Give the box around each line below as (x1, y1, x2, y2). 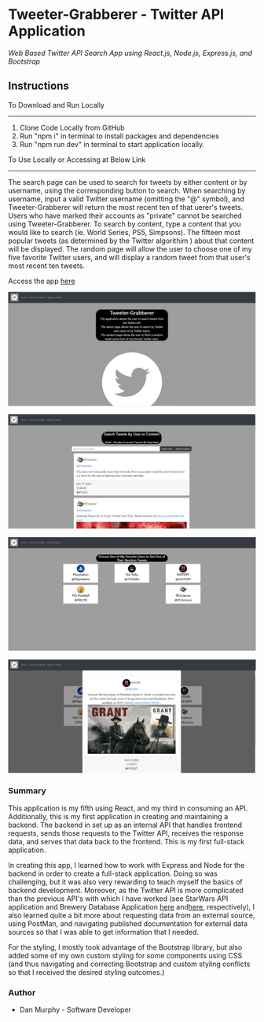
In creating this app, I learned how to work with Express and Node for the (8, 860, 245, 869)
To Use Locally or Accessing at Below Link (8, 155, 146, 164)
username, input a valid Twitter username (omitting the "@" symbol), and (8, 194, 245, 204)
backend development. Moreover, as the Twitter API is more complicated (8, 885, 244, 895)
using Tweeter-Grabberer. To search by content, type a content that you (8, 219, 241, 229)
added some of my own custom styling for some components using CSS (8, 950, 243, 960)
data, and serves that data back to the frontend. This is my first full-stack (8, 836, 245, 846)
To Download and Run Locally (8, 100, 104, 109)
